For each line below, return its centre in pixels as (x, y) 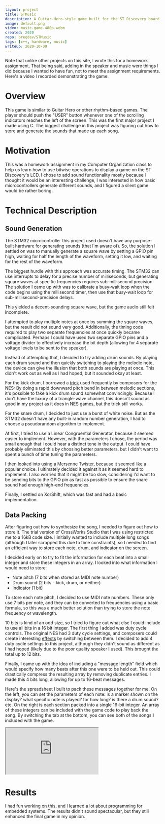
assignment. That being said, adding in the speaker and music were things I (82, 66)
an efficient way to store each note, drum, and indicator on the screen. (77, 548)
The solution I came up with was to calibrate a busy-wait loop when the (78, 287)
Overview (25, 96)
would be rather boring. (29, 190)
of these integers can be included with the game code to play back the (77, 710)
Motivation (28, 150)
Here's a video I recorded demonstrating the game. (57, 76)
